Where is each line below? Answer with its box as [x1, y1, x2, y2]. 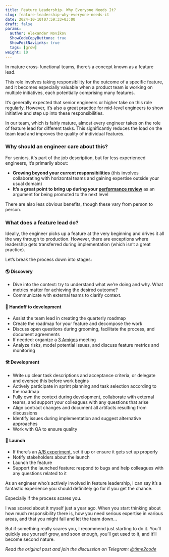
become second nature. [5, 536, 55, 542]
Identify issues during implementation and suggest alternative [12, 415, 141, 421]
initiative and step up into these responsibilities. [5, 110, 104, 116]
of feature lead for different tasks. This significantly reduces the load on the [5, 125, 162, 131]
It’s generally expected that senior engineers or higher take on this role [5, 99, 152, 105]
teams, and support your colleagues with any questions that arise [12, 399, 149, 405]
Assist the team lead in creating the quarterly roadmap [12, 315, 126, 321]
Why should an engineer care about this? [5, 143, 108, 150]
